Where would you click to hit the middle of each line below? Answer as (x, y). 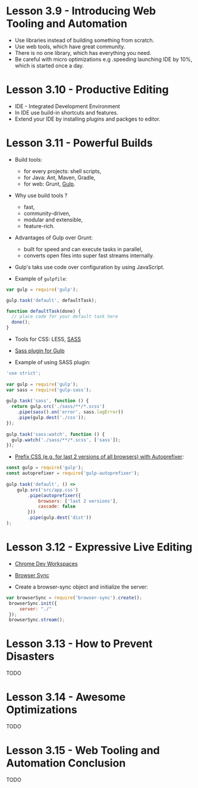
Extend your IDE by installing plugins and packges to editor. (87, 119)
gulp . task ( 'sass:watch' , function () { (56, 434)
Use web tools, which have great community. (70, 47)
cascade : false (57, 507)
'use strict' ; (24, 373)
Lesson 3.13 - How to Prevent (79, 644)
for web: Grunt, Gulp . (49, 184)
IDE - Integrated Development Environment (67, 106)
